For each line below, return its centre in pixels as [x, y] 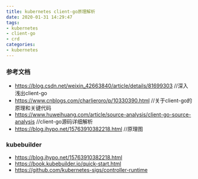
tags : [13, 22]
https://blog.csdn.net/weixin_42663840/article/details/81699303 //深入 [101, 86]
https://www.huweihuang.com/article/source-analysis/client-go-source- [103, 115]
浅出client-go [31, 93]
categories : [21, 45]
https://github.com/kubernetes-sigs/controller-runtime [81, 170]
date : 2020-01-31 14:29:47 [39, 17]
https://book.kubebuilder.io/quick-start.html [68, 164]
